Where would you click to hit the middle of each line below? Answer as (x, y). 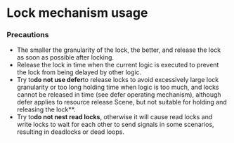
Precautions (28, 35)
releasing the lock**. (46, 109)
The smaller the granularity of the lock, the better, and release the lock (119, 50)
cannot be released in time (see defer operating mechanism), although (119, 95)
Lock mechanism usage (77, 13)
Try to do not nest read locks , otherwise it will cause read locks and (115, 117)
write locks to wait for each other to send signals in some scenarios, (116, 125)
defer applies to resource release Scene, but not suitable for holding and (122, 102)
